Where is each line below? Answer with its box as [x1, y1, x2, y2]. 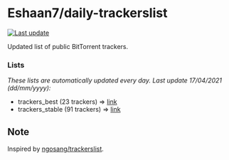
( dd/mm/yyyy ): [7, 84, 51, 92]
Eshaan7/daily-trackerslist [7, 5, 168, 21]
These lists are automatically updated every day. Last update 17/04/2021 [7, 76, 223, 85]
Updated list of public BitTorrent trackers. [7, 42, 129, 50]
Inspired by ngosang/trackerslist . [7, 144, 105, 154]
